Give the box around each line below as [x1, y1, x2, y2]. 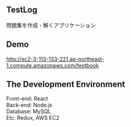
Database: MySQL [6, 108, 51, 115]
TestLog [6, 5, 38, 15]
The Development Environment [6, 79, 125, 90]
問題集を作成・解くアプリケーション [6, 21, 96, 29]
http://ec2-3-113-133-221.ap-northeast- [6, 55, 105, 63]
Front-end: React [6, 95, 48, 102]
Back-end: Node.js [6, 102, 52, 109]
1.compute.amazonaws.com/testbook [6, 61, 99, 69]
